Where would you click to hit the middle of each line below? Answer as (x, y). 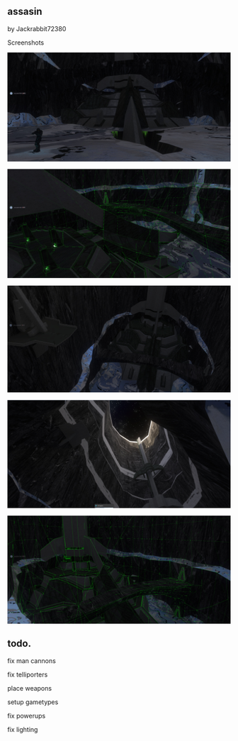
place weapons (29, 688)
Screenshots (26, 43)
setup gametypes (33, 702)
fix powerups (27, 715)
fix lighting (23, 729)
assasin (25, 12)
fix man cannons (32, 661)
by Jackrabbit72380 (37, 28)
